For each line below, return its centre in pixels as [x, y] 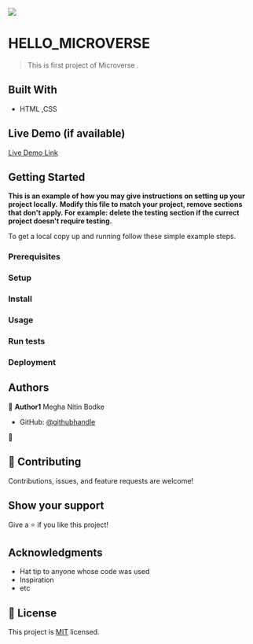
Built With [33, 90]
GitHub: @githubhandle [57, 421]
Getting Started [47, 177]
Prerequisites [34, 257]
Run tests [27, 340]
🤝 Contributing [45, 462]
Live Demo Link [33, 153]
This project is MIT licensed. [54, 631]
